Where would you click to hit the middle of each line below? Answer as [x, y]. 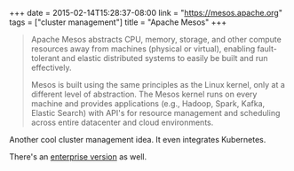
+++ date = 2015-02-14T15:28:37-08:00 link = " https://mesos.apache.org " [146, 13]
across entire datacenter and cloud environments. [122, 122]
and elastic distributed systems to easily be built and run [165, 58]
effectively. [51, 67]
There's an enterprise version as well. [78, 157]
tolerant [45, 58]
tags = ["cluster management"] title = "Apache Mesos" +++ [118, 22]
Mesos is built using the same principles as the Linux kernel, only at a [158, 85]
